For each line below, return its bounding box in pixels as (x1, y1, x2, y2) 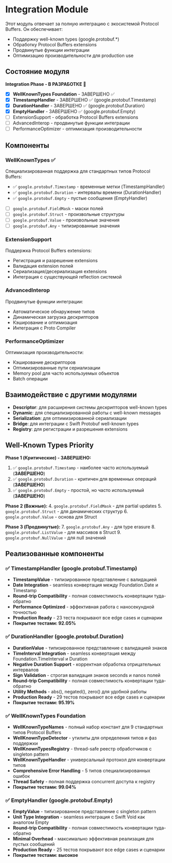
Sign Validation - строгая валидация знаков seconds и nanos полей (12, 672, 161, 678)
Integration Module (5, 4, 89, 15)
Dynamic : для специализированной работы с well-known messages (12, 410, 161, 416)
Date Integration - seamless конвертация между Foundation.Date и (12, 582, 158, 588)
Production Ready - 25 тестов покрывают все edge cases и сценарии (12, 847, 165, 853)
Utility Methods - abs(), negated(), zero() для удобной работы (12, 688, 147, 694)
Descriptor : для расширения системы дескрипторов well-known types (12, 404, 167, 410)
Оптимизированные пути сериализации (12, 365, 101, 371)
